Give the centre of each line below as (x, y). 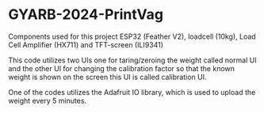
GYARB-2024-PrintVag (86, 15)
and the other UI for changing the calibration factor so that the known (122, 68)
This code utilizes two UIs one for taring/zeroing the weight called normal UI (132, 60)
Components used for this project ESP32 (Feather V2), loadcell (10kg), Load (132, 36)
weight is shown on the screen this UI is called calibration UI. (107, 77)
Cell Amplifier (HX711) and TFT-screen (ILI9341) (86, 44)
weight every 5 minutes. (48, 100)
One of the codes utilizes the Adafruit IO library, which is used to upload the (132, 92)
